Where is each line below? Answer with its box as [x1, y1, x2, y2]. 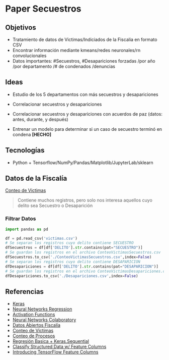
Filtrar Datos [5, 215, 36, 222]
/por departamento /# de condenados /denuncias [12, 64, 116, 69]
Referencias [5, 287, 44, 296]
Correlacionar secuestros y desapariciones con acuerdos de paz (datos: [12, 111, 162, 117]
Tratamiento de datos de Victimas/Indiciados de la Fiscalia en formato [12, 36, 157, 42]
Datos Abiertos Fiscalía [12, 322, 61, 328]
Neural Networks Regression [12, 306, 72, 312]
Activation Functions [12, 312, 55, 318]
